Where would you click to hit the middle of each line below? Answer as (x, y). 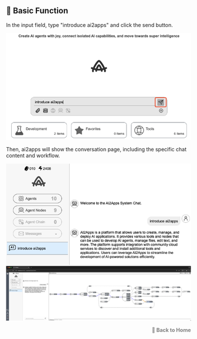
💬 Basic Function (37, 11)
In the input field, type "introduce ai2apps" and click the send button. (89, 25)
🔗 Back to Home (171, 330)
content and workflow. (33, 155)
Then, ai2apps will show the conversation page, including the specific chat (96, 150)
